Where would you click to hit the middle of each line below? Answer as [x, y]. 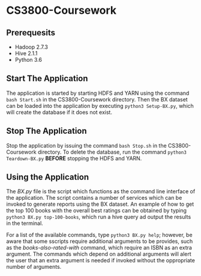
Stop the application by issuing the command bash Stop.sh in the [86, 145]
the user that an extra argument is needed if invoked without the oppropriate [100, 260]
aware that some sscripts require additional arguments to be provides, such [100, 241]
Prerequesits [31, 33]
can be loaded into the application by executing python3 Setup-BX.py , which [100, 106]
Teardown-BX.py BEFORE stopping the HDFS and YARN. [74, 158]
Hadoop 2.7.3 [31, 47]
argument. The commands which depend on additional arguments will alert [99, 254]
